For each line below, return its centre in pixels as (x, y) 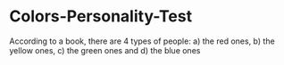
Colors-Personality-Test (101, 16)
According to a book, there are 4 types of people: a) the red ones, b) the (142, 41)
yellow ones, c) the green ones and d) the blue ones (105, 50)
